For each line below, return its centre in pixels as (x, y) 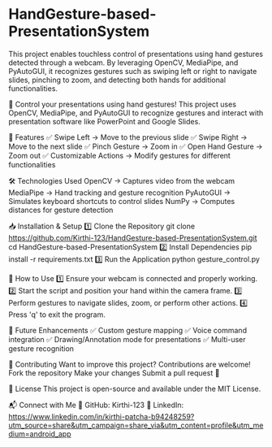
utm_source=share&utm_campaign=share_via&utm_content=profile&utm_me (136, 425)
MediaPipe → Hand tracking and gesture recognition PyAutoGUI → (120, 193)
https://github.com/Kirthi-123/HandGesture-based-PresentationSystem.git (133, 237)
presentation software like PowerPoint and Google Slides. (104, 121)
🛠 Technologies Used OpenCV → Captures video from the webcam (122, 180)
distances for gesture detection (61, 210)
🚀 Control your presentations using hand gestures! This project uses (123, 104)
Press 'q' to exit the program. (57, 315)
